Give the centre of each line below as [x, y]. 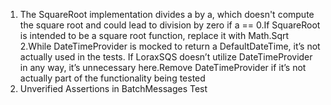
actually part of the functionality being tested [112, 78]
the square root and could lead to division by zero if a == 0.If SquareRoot [170, 25]
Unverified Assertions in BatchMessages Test [113, 88]
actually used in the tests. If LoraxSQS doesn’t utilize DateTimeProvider [166, 57]
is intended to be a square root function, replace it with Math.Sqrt [154, 35]
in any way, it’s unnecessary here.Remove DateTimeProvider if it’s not [163, 67]
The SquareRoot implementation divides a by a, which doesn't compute [167, 14]
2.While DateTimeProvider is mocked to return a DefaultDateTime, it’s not [170, 46]
